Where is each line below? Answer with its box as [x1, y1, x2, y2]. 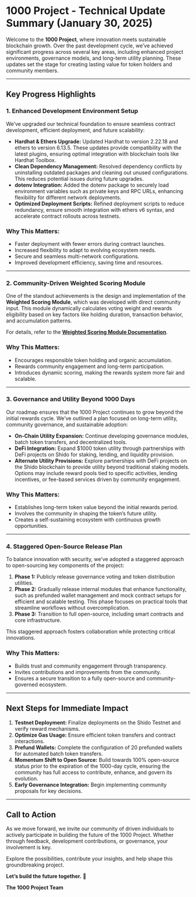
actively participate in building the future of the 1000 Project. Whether [6, 831, 174, 838]
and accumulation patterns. [6, 317, 72, 324]
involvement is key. [6, 844, 52, 851]
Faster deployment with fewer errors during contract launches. [14, 240, 166, 247]
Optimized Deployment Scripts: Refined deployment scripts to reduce [14, 200, 185, 207]
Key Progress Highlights [6, 90, 96, 99]
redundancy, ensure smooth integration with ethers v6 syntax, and [14, 206, 175, 213]
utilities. [14, 579, 34, 586]
